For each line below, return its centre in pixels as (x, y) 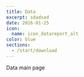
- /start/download (35, 51)
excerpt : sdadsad (28, 17)
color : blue (21, 39)
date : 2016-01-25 (28, 23)
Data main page (26, 67)
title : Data (21, 12)
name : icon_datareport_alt (45, 34)
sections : (18, 45)
